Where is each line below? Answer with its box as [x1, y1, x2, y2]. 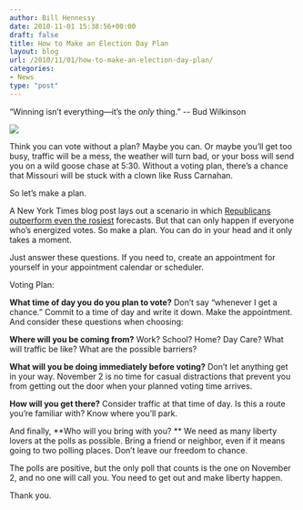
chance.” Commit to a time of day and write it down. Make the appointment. [9, 306, 293, 317]
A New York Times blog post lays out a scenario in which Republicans [9, 205, 271, 216]
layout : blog [9, 47, 59, 56]
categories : [9, 65, 55, 74]
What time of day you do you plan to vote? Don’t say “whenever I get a [9, 297, 278, 308]
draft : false [9, 30, 59, 39]
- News [9, 73, 35, 82]
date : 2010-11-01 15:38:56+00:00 [9, 22, 136, 31]
